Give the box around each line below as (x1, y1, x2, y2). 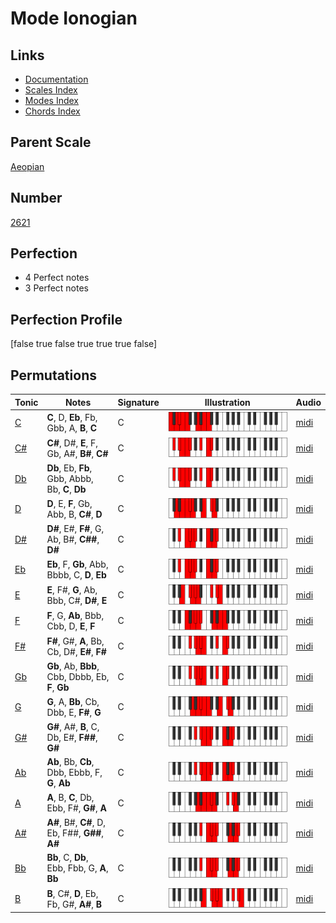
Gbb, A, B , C (46, 422, 98, 434)
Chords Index (24, 105, 81, 117)
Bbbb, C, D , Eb (46, 568, 107, 581)
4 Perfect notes (24, 272, 90, 284)
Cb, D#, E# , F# (46, 645, 107, 657)
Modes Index (24, 95, 79, 106)
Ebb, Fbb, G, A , (46, 862, 109, 874)
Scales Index (24, 84, 78, 96)
